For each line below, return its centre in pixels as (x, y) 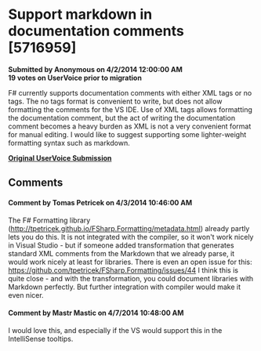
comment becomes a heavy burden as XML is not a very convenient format (130, 126)
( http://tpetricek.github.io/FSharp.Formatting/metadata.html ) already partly (129, 228)
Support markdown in (80, 14)
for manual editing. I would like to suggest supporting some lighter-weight (127, 134)
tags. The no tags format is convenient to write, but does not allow (115, 101)
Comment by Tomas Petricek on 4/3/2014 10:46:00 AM (100, 202)
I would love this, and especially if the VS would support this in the (115, 330)
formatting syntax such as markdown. (69, 143)
